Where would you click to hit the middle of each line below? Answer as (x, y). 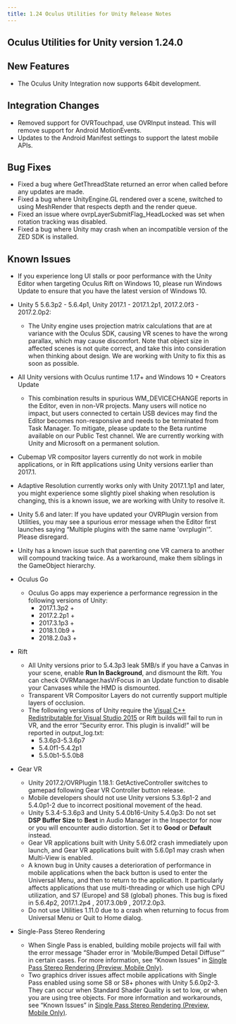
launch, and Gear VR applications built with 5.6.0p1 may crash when (126, 850)
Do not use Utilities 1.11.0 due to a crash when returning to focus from (128, 910)
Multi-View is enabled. (60, 858)
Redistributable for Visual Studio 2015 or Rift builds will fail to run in (125, 718)
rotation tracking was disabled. (62, 222)
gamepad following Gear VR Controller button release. (106, 790)
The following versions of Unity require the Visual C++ (107, 710)
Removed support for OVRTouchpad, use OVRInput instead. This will (117, 123)
